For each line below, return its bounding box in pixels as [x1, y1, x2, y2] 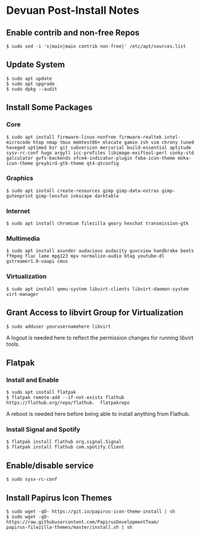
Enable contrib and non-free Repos [6, 28, 140, 38]
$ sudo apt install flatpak [6, 390, 77, 396]
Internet [6, 206, 31, 215]
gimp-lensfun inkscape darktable [35, 193, 119, 199]
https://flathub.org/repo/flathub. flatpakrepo [6, 400, 130, 406]
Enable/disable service [6, 460, 94, 471]
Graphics [6, 174, 34, 182]
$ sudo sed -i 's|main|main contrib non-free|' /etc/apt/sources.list [6, 43, 186, 49]
